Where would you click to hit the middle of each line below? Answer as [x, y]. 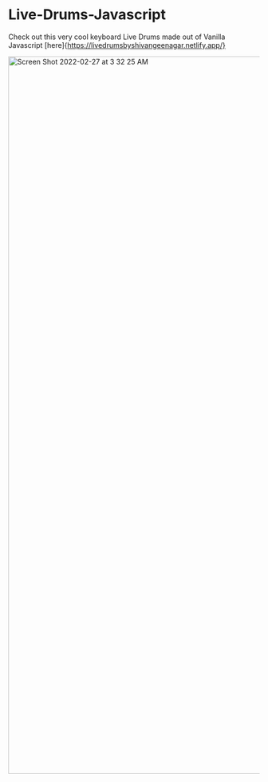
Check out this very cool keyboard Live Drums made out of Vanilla [117, 37]
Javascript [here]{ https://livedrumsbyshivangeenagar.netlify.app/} [117, 45]
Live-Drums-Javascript [87, 15]
